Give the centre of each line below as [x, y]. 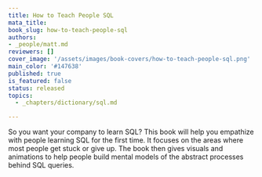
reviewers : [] [31, 52]
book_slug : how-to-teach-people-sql [68, 30]
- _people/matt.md [38, 45]
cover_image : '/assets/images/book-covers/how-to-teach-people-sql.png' [129, 60]
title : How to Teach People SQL [61, 15]
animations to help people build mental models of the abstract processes [126, 157]
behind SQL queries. [41, 165]
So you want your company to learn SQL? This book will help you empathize [131, 132]
